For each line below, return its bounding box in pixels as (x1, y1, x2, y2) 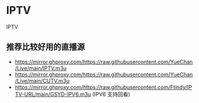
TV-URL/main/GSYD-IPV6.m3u (14, 90, 91, 98)
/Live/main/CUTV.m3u (14, 77, 70, 84)
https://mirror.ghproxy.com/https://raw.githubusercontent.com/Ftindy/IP (14, 83, 192, 90)
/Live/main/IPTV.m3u (14, 64, 67, 71)
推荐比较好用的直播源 (6, 42, 85, 52)
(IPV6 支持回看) (92, 90, 130, 98)
